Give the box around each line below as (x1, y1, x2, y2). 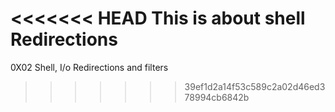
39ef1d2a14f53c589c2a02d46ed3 (184, 80, 326, 92)
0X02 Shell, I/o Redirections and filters (10, 61, 169, 73)
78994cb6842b (184, 91, 250, 103)
